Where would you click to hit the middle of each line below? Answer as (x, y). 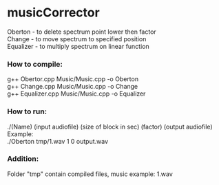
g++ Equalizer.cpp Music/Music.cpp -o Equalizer (76, 94)
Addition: (23, 159)
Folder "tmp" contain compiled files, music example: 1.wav (90, 174)
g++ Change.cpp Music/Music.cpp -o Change (73, 87)
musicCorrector (53, 13)
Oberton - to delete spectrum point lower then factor (82, 32)
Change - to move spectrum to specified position (77, 39)
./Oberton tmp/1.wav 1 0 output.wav (58, 141)
